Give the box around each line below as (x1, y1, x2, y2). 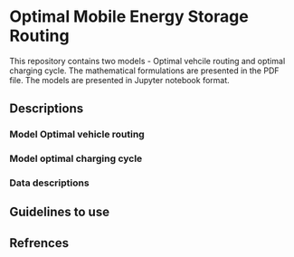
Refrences (9, 235, 70, 251)
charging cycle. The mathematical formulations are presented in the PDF (9, 65, 280, 76)
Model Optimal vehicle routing (9, 128, 145, 141)
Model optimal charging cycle (9, 152, 143, 165)
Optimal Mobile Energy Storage (9, 6, 249, 27)
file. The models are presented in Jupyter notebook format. (9, 74, 231, 85)
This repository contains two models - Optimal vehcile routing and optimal (9, 55, 286, 66)
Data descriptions (9, 176, 90, 189)
